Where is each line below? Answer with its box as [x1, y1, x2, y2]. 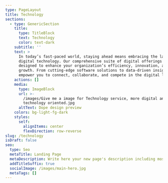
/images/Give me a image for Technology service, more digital [23, 96, 157, 101]
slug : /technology [5, 133, 43, 138]
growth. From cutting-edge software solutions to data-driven [18, 68, 151, 73]
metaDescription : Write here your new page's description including [9, 156, 155, 161]
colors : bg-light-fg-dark [14, 110, 68, 115]
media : [14, 82, 28, 87]
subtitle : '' [14, 45, 41, 50]
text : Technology [18, 36, 55, 41]
